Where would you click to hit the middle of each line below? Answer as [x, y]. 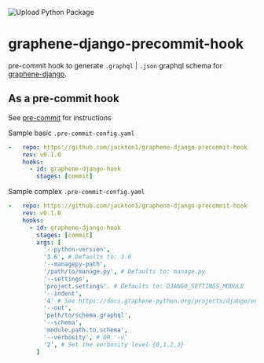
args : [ [49, 242]
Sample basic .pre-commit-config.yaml [71, 133]
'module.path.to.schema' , [85, 330]
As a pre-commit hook [64, 99]
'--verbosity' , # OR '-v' [85, 337]
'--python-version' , [77, 250]
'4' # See [59, 301]
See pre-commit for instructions [60, 117]
